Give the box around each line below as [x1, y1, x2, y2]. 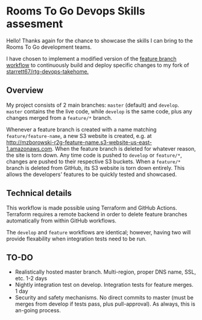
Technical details [6, 188, 72, 198]
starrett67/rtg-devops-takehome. [6, 67, 89, 75]
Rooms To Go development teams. [6, 43, 92, 51]
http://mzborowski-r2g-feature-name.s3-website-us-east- [6, 139, 153, 146]
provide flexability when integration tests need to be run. [6, 235, 147, 242]
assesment [6, 17, 63, 31]
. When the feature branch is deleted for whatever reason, [52, 145, 196, 152]
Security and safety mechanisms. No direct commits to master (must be [14, 294, 194, 301]
